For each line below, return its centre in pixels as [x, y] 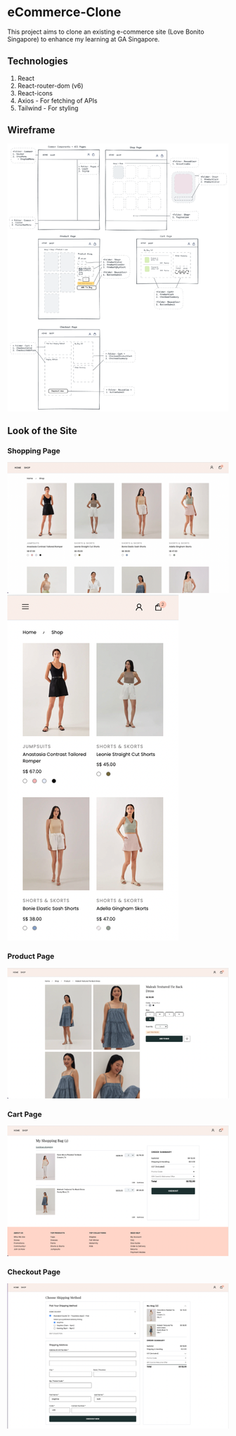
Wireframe [31, 130]
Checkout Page [34, 1272]
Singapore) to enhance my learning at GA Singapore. [84, 39]
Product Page [31, 956]
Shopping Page [34, 450]
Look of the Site [42, 430]
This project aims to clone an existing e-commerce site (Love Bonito [106, 32]
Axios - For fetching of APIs [58, 100]
